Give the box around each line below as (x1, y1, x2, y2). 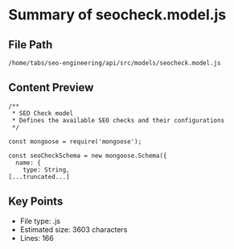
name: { (15, 159, 42, 167)
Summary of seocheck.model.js (8, 6, 227, 24)
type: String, (23, 165, 70, 174)
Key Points (8, 195, 64, 209)
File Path (8, 38, 53, 52)
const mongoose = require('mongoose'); (8, 137, 142, 146)
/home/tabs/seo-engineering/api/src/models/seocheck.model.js (8, 59, 221, 67)
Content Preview (8, 81, 94, 94)
